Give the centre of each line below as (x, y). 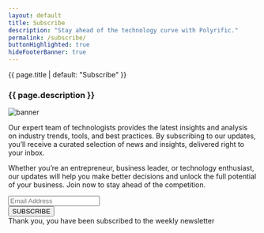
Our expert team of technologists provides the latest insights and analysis (128, 128)
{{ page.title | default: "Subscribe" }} (68, 75)
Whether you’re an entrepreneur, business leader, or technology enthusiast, (131, 168)
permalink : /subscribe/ (47, 38)
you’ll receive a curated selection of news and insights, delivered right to (126, 145)
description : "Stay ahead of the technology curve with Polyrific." (123, 30)
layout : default (35, 15)
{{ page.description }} (51, 95)
